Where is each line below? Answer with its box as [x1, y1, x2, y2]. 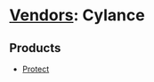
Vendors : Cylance [9, 5, 145, 26]
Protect [21, 63, 50, 74]
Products [9, 41, 61, 56]
